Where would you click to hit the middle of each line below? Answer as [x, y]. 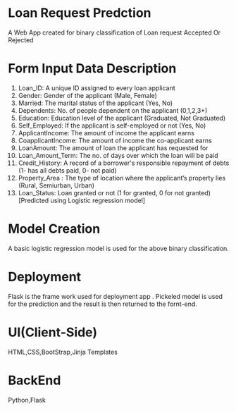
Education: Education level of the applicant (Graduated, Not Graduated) [122, 118]
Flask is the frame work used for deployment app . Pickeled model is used [115, 296]
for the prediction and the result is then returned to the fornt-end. [103, 304]
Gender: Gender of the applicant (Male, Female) [88, 95]
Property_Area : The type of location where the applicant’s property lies [122, 178]
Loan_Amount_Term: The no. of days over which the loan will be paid [118, 155]
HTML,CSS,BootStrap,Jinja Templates [63, 352]
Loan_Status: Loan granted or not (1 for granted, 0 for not [101, 192]
